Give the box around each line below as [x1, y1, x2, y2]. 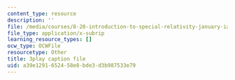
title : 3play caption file [7, 56, 86, 63]
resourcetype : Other [7, 49, 68, 56]
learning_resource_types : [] [7, 36, 92, 43]
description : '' [7, 17, 55, 24]
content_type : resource [7, 10, 77, 17]
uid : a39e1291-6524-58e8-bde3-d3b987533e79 [7, 62, 136, 69]
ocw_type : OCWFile [7, 42, 61, 49]
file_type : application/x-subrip [7, 29, 105, 37]
